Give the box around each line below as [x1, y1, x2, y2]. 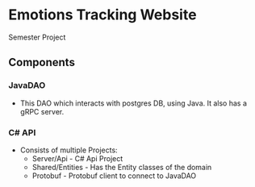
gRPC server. [19, 106, 65, 116]
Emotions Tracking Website [8, 6, 197, 24]
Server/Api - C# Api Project [31, 153, 123, 163]
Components [8, 56, 75, 69]
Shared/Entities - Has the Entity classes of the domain [31, 162, 212, 172]
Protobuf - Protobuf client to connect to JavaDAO [31, 171, 197, 181]
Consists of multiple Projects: [19, 145, 119, 155]
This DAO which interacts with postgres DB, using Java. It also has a [19, 98, 248, 108]
